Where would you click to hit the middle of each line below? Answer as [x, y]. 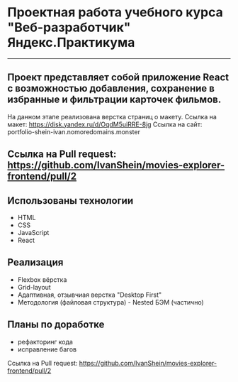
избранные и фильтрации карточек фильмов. [114, 100]
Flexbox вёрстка [42, 279]
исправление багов [47, 349]
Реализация [35, 262]
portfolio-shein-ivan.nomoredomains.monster [74, 131]
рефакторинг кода [45, 342]
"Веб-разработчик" [69, 27]
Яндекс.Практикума [71, 43]
